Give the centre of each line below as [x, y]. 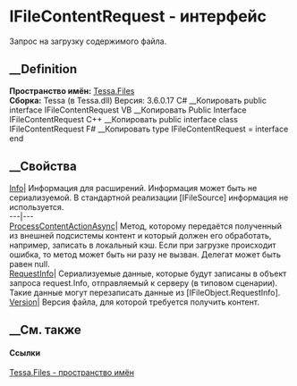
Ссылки [25, 352]
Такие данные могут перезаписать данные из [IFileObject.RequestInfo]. [145, 292]
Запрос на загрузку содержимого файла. [88, 41]
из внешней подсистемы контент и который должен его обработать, [140, 235]
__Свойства [43, 167]
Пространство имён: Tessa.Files [72, 90]
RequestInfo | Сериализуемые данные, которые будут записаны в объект [148, 273]
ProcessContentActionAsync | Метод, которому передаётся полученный [146, 226]
